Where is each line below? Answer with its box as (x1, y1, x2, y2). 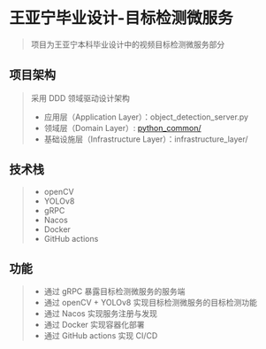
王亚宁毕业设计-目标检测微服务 (9, 8, 234, 28)
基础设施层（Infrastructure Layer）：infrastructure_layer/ (43, 134, 249, 144)
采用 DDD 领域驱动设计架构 (30, 92, 130, 103)
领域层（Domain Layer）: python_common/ (43, 122, 201, 133)
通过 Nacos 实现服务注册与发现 (43, 308, 157, 319)
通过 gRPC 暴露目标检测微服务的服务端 (43, 286, 186, 297)
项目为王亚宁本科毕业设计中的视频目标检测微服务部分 (30, 39, 225, 50)
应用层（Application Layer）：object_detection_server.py (43, 112, 249, 122)
